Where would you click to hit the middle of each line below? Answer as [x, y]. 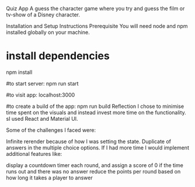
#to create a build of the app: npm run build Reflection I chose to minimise [95, 106]
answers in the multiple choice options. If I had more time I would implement [98, 147]
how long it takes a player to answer [49, 178]
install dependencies [58, 56]
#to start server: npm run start [42, 83]
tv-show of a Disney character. [43, 15]
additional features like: [34, 154]
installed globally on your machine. [48, 32]
